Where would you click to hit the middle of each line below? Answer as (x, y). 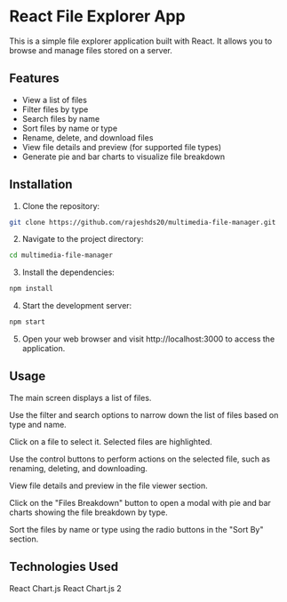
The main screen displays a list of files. (80, 397)
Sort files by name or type (70, 128)
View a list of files (54, 100)
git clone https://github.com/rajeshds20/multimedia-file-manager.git (143, 222)
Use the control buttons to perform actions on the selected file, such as (140, 459)
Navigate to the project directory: (83, 239)
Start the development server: (77, 306)
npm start (28, 322)
